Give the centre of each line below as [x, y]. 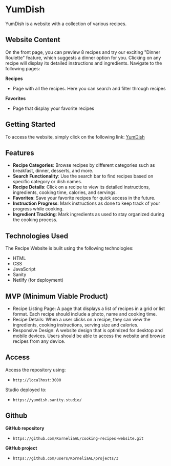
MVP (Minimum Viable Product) [57, 296]
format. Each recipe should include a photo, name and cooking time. [85, 314]
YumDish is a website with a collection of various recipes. [66, 24]
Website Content [33, 40]
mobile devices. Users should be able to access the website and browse [89, 336]
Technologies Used [37, 236]
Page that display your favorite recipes [54, 108]
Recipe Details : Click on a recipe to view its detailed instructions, [81, 187]
